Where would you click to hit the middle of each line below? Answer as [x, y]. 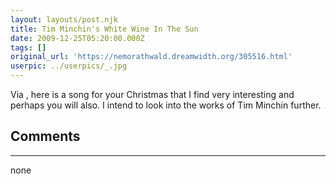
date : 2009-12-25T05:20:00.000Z [77, 38]
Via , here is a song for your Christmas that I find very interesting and [152, 94]
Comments [45, 136]
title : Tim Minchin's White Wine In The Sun [104, 29]
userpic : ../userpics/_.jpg [69, 66]
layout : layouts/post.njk [64, 19]
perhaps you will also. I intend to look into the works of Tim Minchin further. [166, 105]
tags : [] [28, 47]
